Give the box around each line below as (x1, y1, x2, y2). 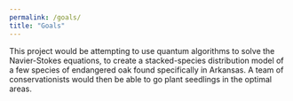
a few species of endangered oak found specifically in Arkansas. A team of (9, 64, 284, 75)
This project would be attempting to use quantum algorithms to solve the (9, 45, 275, 56)
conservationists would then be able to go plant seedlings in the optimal (9, 74, 273, 84)
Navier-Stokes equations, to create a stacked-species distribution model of (9, 55, 284, 66)
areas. (9, 83, 33, 94)
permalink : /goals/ (9, 12, 82, 22)
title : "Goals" (9, 21, 66, 30)
